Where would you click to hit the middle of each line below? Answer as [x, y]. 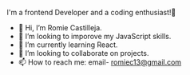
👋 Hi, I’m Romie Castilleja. [60, 28]
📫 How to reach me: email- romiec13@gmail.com [100, 62]
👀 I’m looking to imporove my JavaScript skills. [95, 36]
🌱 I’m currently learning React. [68, 45]
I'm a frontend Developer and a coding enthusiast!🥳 [91, 12]
